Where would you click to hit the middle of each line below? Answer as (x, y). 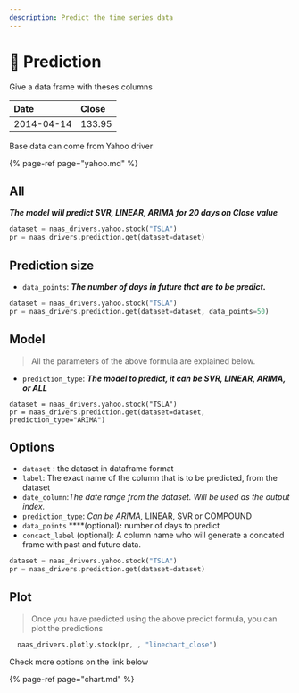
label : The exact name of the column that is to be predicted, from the (150, 478)
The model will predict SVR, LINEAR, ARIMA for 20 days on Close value (144, 213)
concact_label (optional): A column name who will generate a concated (153, 535)
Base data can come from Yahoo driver (81, 146)
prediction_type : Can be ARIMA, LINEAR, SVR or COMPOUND (137, 516)
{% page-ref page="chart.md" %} (72, 679)
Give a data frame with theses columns (81, 87)
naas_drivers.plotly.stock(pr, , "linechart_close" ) (117, 645)
